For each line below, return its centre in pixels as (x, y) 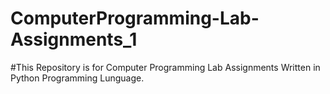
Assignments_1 (74, 39)
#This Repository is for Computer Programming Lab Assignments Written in (165, 67)
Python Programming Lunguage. (77, 78)
